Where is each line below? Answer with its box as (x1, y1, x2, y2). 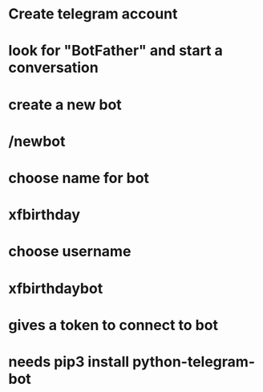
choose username (8, 243, 131, 261)
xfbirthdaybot (8, 279, 103, 297)
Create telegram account (8, 5, 178, 23)
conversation (8, 59, 99, 77)
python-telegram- (131, 353, 255, 370)
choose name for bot (8, 169, 150, 187)
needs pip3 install (8, 353, 130, 370)
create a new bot (8, 96, 122, 113)
